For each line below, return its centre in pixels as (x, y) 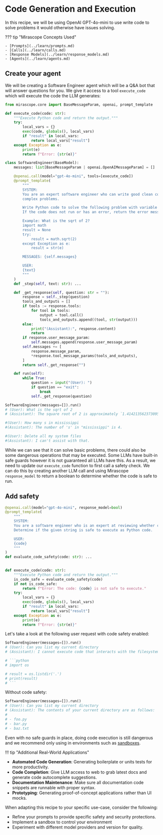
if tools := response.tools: (52, 306)
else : (28, 324)
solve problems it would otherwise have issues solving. (60, 27)
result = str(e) (47, 248)
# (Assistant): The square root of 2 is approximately (62, 414)
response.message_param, (56, 351)
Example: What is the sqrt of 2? (56, 221)
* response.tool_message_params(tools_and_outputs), (84, 356)
